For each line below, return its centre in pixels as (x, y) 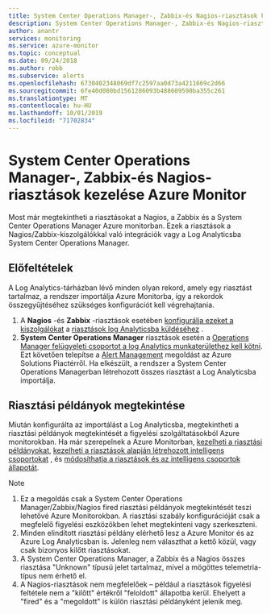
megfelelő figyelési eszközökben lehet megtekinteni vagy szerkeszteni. (138, 525)
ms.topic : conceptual (45, 53)
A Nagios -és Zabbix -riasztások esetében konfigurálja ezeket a (127, 320)
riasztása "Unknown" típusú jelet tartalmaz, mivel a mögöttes (121, 567)
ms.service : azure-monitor (54, 46)
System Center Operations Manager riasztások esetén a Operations (134, 337)
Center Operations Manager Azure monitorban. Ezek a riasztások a (120, 226)
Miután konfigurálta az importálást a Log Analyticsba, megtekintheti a (124, 425)
